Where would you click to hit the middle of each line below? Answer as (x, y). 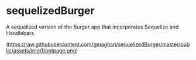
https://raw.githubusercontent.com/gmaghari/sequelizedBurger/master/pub (99, 44)
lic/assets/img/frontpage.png (41, 50)
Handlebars (20, 33)
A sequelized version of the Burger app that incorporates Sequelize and (92, 27)
